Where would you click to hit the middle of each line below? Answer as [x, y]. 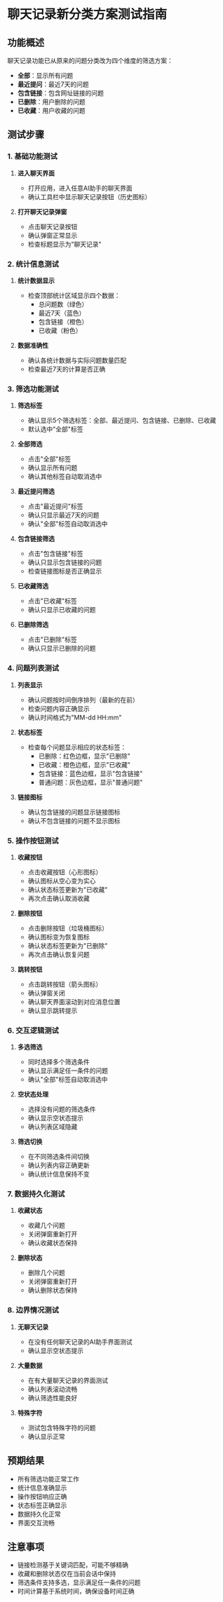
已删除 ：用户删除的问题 [51, 102]
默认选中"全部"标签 [55, 429]
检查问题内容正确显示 [59, 708]
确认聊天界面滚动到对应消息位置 [74, 1002]
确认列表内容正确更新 [59, 1165]
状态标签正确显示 [42, 1505]
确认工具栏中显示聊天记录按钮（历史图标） [89, 196]
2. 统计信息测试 [33, 264]
